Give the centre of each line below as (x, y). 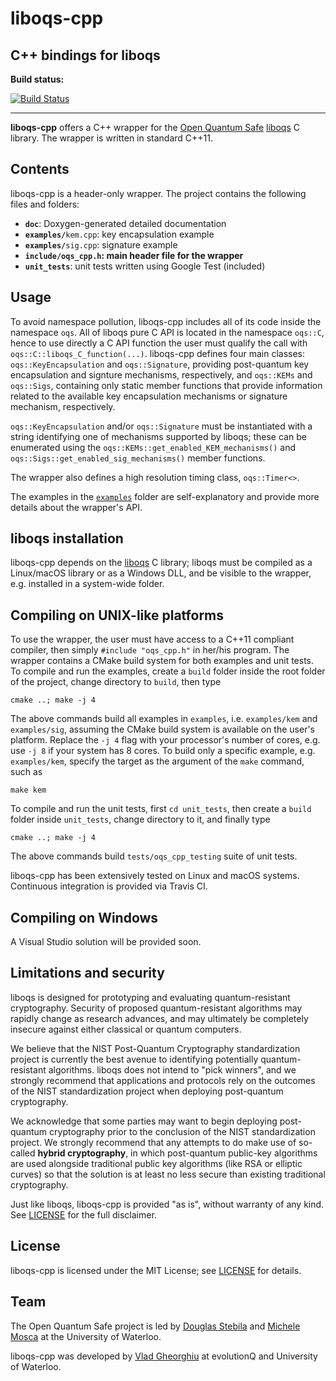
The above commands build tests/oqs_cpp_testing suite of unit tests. (154, 856)
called (23, 1153)
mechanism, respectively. (63, 406)
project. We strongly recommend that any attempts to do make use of (153, 1142)
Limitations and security (87, 973)
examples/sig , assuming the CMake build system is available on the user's (162, 729)
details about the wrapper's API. (76, 507)
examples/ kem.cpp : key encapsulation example (119, 234)
